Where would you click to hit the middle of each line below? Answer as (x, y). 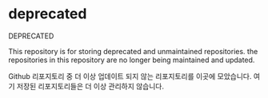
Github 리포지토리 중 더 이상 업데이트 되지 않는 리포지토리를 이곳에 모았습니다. (130, 76)
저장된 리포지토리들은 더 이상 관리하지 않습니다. (90, 86)
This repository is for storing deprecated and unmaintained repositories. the (133, 51)
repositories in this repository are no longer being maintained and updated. (132, 60)
